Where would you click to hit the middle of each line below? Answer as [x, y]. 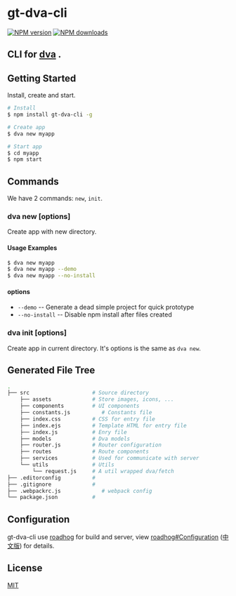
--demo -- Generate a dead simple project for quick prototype [106, 307]
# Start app [25, 146]
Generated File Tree [51, 370]
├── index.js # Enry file [74, 432]
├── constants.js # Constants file [86, 413]
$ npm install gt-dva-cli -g [50, 115]
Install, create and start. [41, 95]
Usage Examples [32, 248]
